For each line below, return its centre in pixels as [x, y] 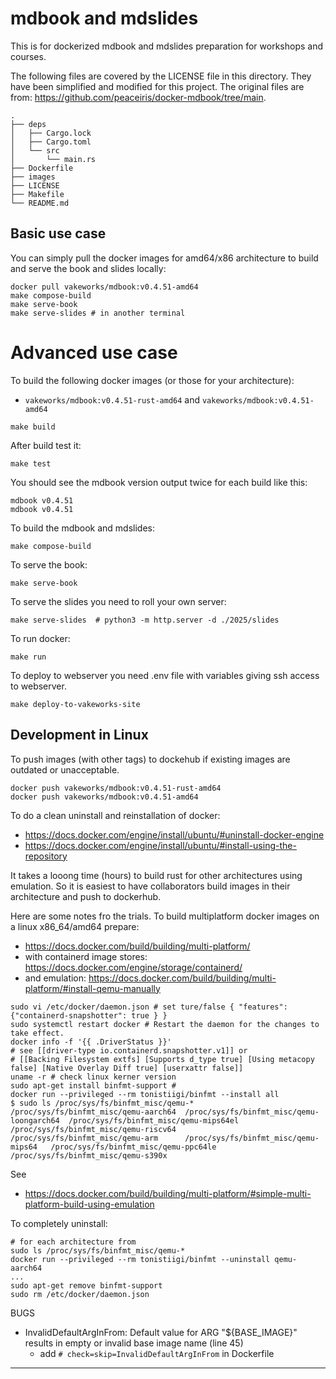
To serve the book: [49, 564]
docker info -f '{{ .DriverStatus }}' [91, 1042]
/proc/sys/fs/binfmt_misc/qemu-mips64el [154, 1120]
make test [31, 463]
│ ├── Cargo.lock [51, 133]
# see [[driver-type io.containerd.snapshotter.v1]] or [129, 1050]
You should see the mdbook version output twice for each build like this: [159, 482]
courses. [28, 56]
